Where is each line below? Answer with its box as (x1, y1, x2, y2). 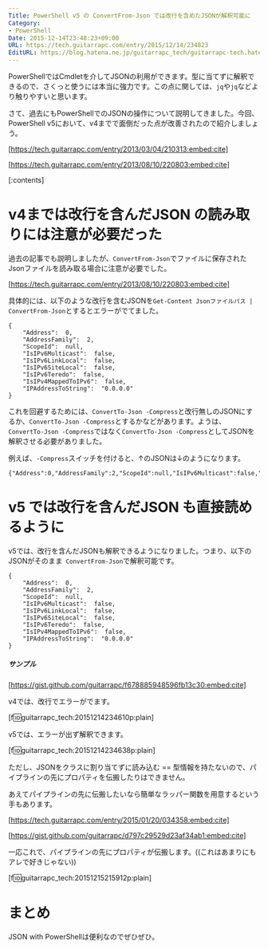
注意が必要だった (50, 226, 163, 244)
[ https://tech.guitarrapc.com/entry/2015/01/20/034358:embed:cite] (8, 815, 230, 825)
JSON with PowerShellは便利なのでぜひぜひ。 (8, 931, 160, 941)
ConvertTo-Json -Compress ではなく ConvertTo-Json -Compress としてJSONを (8, 426, 255, 435)
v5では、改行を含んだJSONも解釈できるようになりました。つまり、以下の (8, 545, 252, 555)
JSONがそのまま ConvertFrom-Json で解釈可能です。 (8, 556, 179, 565)
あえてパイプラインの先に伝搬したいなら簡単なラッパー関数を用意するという (8, 789, 260, 798)
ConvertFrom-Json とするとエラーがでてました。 (8, 305, 164, 315)
